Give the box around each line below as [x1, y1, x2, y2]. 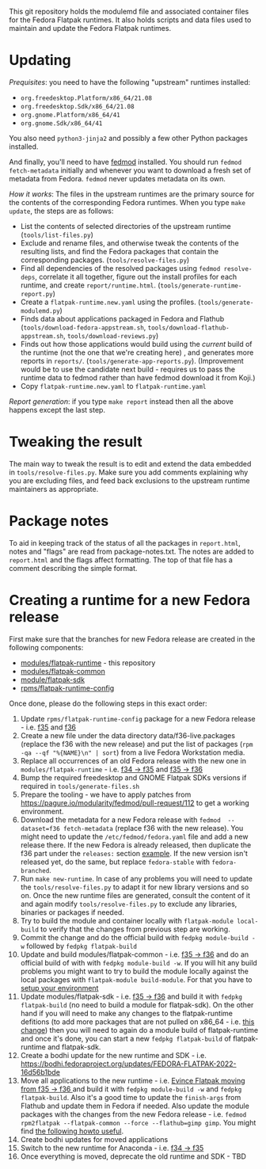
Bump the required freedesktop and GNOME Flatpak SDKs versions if [20, 772, 247, 783]
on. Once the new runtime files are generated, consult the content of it [20, 890, 251, 900]
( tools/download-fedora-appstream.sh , [20, 322, 146, 332]
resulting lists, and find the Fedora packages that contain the [20, 246, 219, 256]
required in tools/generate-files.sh [20, 781, 140, 790]
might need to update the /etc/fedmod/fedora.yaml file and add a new [20, 832, 249, 841]
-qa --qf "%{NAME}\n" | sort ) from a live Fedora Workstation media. [20, 748, 245, 757]
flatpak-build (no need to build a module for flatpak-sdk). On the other [20, 1000, 254, 1009]
